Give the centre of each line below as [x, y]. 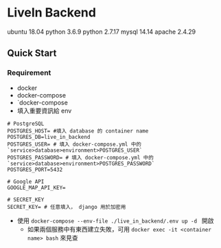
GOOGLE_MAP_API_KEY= [37, 188]
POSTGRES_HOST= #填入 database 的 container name [78, 131]
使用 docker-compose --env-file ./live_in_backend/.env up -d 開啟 [115, 221]
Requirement [29, 73]
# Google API [26, 181]
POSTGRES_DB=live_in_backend [49, 137]
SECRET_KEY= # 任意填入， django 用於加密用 [67, 207]
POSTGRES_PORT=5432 [35, 170]
